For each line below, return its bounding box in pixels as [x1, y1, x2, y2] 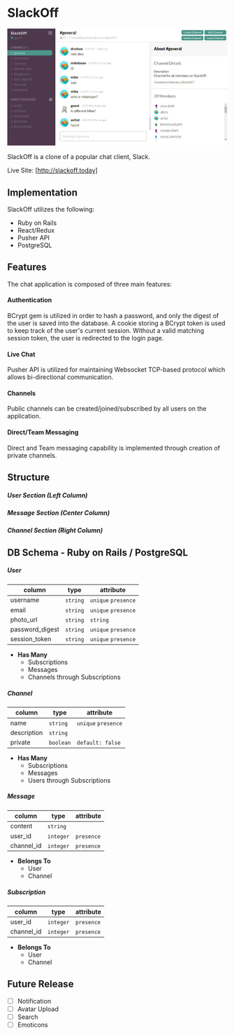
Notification [17, 996, 51, 1005]
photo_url [10, 615, 38, 624]
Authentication [7, 296, 52, 304]
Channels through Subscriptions [27, 673, 121, 681]
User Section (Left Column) [7, 491, 88, 499]
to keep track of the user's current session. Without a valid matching [7, 327, 205, 335]
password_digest [10, 625, 59, 633]
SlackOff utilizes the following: [7, 205, 95, 213]
